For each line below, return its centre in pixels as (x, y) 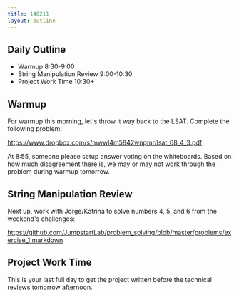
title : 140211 (29, 14)
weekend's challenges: (41, 219)
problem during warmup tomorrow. (59, 172)
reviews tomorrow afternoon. (50, 287)
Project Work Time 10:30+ (56, 82)
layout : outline (31, 21)
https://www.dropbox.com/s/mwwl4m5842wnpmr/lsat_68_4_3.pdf (105, 142)
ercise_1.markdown (35, 240)
